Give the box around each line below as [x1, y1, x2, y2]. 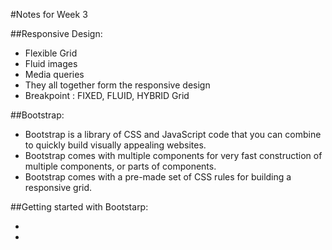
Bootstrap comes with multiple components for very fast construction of [24, 150, 323, 161]
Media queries [24, 69, 85, 80]
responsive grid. [24, 182, 93, 193]
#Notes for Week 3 [10, 9, 88, 20]
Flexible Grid [24, 47, 78, 59]
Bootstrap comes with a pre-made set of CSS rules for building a [24, 171, 292, 183]
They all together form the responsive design [24, 79, 211, 91]
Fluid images [24, 58, 78, 69]
